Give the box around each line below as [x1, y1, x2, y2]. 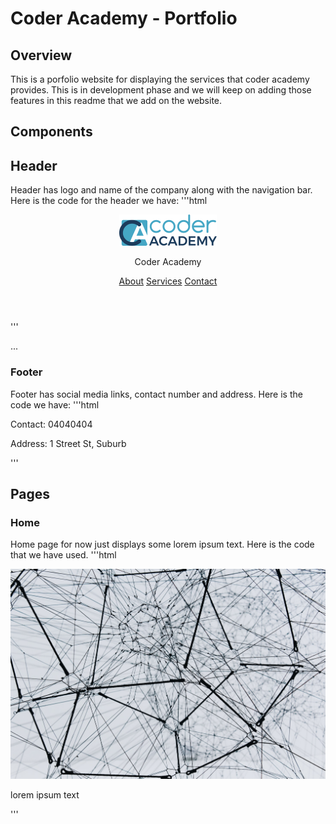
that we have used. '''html [10, 549, 117, 561]
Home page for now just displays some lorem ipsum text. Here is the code [10, 538, 315, 551]
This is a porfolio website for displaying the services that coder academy [10, 73, 310, 85]
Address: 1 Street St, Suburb [10, 437, 127, 449]
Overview [10, 47, 73, 64]
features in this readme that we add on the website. [10, 95, 223, 106]
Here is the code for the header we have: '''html [10, 195, 208, 207]
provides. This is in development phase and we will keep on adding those [10, 84, 312, 96]
